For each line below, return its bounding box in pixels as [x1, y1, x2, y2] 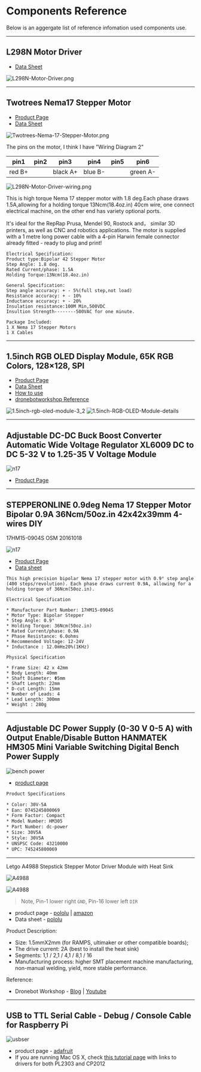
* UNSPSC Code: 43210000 [6, 840, 68, 846]
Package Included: [6, 319, 52, 325]
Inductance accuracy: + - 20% [6, 298, 82, 304]
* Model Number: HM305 [6, 818, 63, 824]
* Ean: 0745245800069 [6, 807, 60, 813]
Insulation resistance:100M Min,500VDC [6, 303, 106, 310]
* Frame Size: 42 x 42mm [6, 665, 68, 671]
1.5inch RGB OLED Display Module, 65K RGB [6, 351, 174, 361]
